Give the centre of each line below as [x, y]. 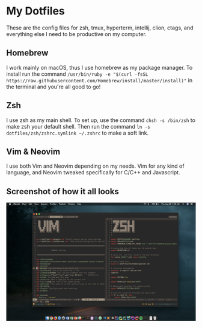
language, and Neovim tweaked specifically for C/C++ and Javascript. [93, 173]
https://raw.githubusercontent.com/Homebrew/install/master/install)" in [99, 80]
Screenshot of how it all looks [63, 191]
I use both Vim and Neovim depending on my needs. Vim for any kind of [95, 166]
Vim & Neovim [33, 151]
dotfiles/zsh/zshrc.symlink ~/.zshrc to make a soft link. [78, 133]
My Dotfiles [35, 11]
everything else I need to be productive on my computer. [77, 34]
